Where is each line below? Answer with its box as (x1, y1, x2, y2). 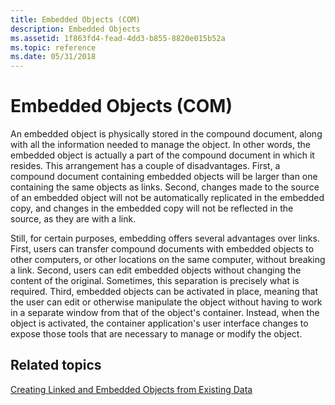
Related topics (10, 357, 102, 374)
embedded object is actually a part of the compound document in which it (10, 149, 315, 161)
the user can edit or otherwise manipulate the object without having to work (10, 296, 323, 308)
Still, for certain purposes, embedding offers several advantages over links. (10, 232, 320, 245)
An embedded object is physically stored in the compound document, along (10, 128, 323, 140)
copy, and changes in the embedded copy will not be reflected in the (10, 202, 294, 215)
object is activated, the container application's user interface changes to (10, 317, 309, 330)
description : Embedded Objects (10, 24, 141, 34)
